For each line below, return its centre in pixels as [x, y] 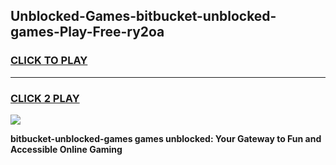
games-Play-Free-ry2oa [87, 32]
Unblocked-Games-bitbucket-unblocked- [143, 16]
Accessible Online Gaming [66, 149]
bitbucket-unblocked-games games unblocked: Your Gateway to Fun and [166, 138]
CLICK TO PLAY [49, 61]
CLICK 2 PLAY [45, 98]
